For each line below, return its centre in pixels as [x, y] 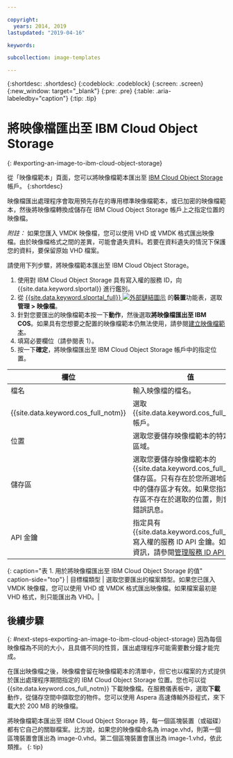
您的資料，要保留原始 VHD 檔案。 [55, 250]
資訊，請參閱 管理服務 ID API [178, 552]
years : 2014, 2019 [40, 26]
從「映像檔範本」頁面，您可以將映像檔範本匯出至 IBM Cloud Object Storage [115, 177]
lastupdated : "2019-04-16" [46, 33]
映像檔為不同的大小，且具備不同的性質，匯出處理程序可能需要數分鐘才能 [110, 647]
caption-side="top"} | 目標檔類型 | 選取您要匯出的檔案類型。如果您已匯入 [111, 580]
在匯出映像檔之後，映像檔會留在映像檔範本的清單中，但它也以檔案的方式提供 [116, 671]
